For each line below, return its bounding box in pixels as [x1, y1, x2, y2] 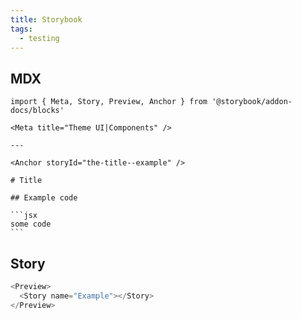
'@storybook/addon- [211, 97, 293, 107]
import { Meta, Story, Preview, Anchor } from [10, 97, 208, 107]
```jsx [10, 211, 38, 221]
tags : [10, 24, 33, 34]
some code [10, 219, 52, 230]
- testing [19, 33, 60, 43]
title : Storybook [10, 14, 83, 25]
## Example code [10, 193, 78, 203]
